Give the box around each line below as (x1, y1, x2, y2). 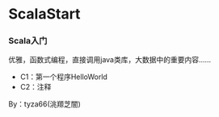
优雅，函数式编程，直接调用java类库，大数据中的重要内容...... (8, 55, 212, 65)
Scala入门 (8, 36, 48, 47)
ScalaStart (8, 5, 81, 23)
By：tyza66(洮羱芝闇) (8, 99, 81, 109)
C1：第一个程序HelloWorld (19, 72, 107, 81)
